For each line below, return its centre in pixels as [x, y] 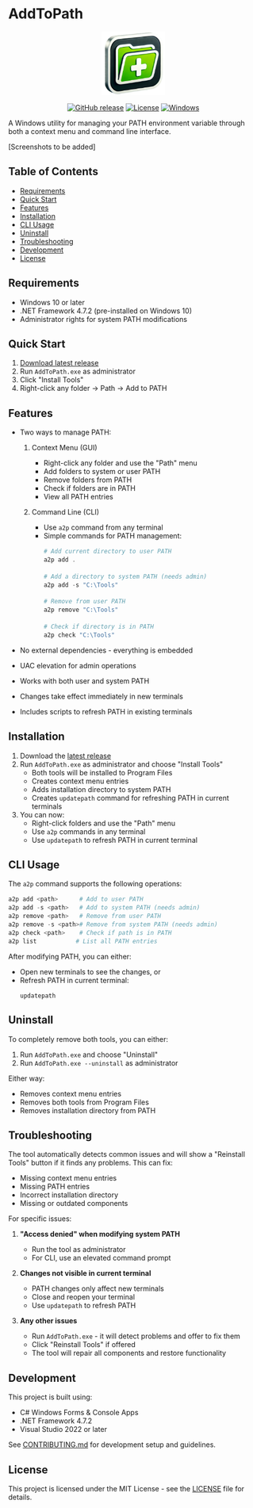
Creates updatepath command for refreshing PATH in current [130, 798]
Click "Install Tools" [52, 380]
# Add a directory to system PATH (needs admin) [125, 576]
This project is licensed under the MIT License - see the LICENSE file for [126, 1488]
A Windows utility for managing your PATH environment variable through [127, 123]
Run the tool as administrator [79, 1250]
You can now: [42, 814]
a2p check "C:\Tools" [79, 635]
